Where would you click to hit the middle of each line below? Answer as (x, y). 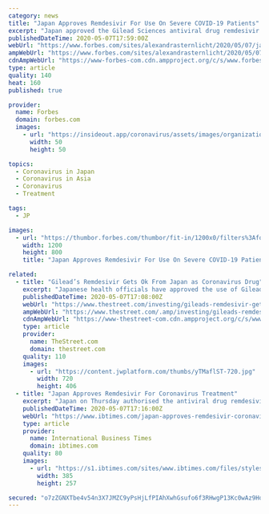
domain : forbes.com (48, 120)
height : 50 (48, 149)
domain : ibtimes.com (64, 446)
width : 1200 (42, 245)
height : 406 (57, 387)
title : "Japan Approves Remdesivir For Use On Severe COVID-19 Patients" (134, 23)
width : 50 (46, 142)
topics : (21, 164)
